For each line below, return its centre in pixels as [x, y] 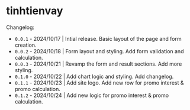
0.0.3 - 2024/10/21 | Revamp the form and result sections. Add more [98, 64]
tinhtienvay [35, 11]
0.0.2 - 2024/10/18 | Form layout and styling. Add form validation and [99, 51]
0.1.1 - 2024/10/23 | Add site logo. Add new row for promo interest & [99, 82]
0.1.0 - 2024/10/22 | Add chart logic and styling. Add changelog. [94, 76]
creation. [25, 45]
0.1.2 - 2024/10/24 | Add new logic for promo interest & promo [92, 95]
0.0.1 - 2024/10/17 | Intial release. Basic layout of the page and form [98, 38]
